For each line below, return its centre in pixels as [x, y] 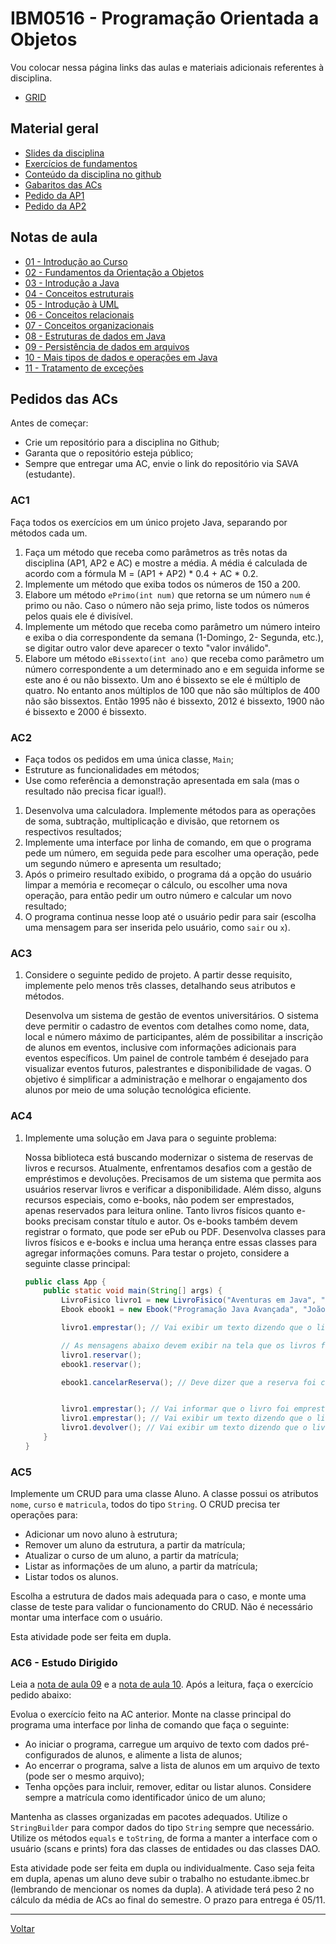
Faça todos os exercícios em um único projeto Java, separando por [149, 522]
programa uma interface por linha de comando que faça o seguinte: [150, 1725]
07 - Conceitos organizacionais [89, 325]
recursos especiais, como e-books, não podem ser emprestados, [159, 1199]
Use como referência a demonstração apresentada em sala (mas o [162, 780]
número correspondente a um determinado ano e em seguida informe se [174, 669]
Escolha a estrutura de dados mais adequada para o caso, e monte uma [158, 1596]
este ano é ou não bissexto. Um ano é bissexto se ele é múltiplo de [162, 679]
